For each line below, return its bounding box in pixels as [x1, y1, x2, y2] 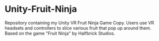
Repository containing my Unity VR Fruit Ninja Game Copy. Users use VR [4, 20, 154, 26]
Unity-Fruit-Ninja [4, 3, 77, 15]
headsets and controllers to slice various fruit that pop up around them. [4, 25, 151, 31]
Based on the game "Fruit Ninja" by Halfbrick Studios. [4, 30, 115, 36]
